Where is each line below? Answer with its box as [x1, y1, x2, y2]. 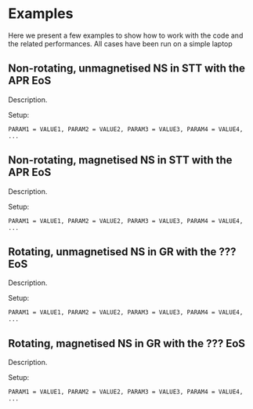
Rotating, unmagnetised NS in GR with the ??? [8, 245, 237, 258]
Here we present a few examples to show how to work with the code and [8, 31, 244, 40]
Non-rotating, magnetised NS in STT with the [8, 154, 233, 167]
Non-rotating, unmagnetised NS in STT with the [8, 62, 245, 75]
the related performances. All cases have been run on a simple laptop [8, 38, 233, 48]
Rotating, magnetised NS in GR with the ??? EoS [8, 337, 245, 350]
